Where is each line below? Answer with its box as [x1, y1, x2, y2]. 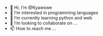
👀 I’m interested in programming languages [9, 10, 99, 16]
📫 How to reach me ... [9, 26, 56, 31]
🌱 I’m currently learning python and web [9, 15, 93, 20]
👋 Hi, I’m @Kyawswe [9, 5, 52, 10]
